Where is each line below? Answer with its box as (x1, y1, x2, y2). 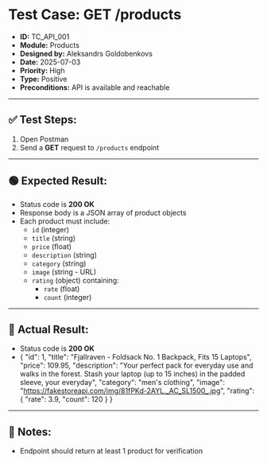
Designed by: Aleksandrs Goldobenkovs (19, 49, 153, 58)
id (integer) (31, 224, 70, 234)
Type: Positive (19, 74, 68, 84)
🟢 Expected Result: (8, 174, 107, 188)
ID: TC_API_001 (19, 32, 70, 41)
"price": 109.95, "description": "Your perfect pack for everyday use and (19, 360, 253, 371)
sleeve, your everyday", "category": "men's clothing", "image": (19, 378, 225, 387)
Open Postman (19, 134, 69, 144)
